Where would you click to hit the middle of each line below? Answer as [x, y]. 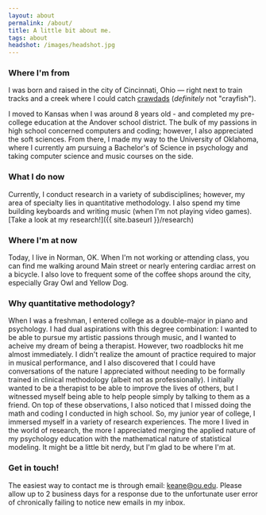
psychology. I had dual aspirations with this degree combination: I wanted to [133, 329]
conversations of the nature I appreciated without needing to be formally [127, 371]
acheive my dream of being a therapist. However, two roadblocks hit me [126, 346]
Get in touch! [34, 468]
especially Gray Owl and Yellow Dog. [68, 283]
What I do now [37, 177]
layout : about [32, 15]
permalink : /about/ [40, 23]
